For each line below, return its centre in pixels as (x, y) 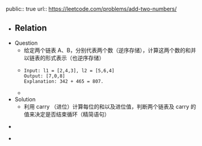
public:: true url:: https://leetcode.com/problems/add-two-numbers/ (91, 9)
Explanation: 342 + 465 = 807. (64, 81)
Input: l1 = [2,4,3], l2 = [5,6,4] (69, 71)
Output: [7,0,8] (44, 76)
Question (26, 43)
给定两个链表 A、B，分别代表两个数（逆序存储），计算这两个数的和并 (110, 50)
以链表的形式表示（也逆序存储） (64, 58)
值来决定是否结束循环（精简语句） (67, 114)
